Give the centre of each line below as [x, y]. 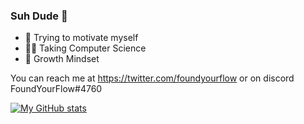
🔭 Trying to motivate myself [81, 38]
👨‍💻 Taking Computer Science [85, 48]
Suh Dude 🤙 [39, 16]
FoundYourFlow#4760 [56, 89]
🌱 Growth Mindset [62, 59]
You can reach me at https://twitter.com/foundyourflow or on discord [152, 78]
